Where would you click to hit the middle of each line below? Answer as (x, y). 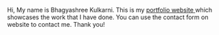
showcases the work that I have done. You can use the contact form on (108, 17)
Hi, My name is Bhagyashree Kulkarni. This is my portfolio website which (110, 10)
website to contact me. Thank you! (56, 24)
